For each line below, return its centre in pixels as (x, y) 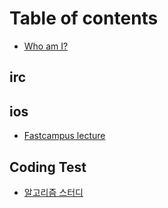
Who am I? (46, 46)
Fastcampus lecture (64, 136)
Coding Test (48, 167)
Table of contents (84, 18)
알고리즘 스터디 (53, 192)
